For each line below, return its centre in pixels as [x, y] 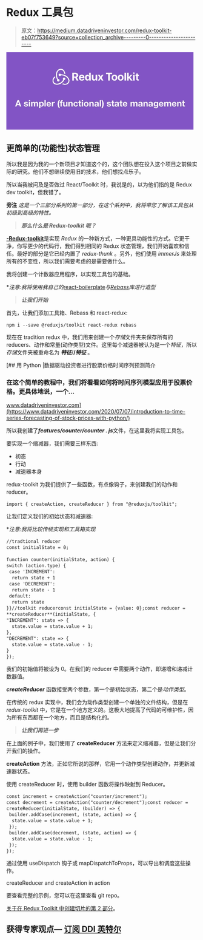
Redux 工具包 [40, 12]
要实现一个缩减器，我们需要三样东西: [52, 443]
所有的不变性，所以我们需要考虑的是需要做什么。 [67, 261]
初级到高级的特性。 [30, 213]
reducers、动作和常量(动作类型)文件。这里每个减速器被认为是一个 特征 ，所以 [102, 344]
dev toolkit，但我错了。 [35, 192]
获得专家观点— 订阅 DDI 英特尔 [64, 929]
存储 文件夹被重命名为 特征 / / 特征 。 [50, 352]
